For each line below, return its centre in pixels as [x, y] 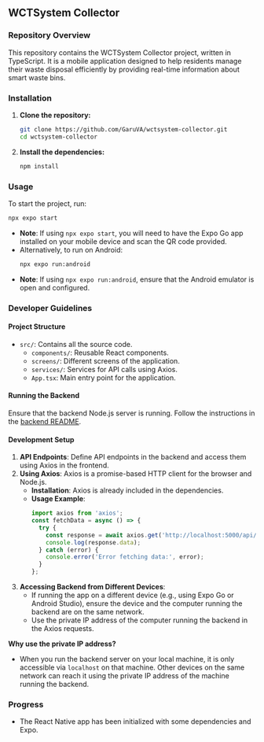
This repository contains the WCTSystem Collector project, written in [120, 52]
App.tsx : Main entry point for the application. [104, 378]
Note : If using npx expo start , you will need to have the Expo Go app [131, 233]
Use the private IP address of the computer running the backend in [139, 620]
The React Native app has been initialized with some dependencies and [135, 722]
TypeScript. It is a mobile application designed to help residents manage [125, 61]
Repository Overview [49, 35]
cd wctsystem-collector [59, 137]
